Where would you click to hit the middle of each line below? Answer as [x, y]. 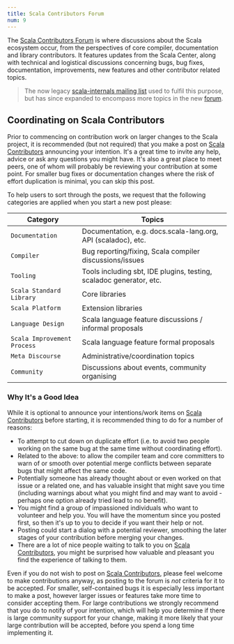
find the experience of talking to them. [72, 559]
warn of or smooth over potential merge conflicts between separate [114, 463]
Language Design [38, 324]
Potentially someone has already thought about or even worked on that [119, 478]
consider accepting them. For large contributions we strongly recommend [113, 603]
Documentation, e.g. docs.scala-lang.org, [150, 231]
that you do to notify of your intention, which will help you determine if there [116, 610]
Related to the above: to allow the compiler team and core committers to [121, 455]
